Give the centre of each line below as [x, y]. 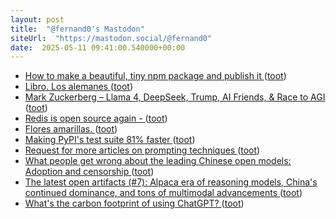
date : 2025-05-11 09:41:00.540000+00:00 [98, 47]
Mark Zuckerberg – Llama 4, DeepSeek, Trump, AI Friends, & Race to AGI [175, 97]
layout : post [37, 19]
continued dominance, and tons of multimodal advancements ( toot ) [163, 193]
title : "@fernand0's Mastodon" [77, 29]
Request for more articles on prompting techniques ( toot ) [142, 150]
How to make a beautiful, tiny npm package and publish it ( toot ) [155, 76]
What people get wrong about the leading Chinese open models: [158, 161]
